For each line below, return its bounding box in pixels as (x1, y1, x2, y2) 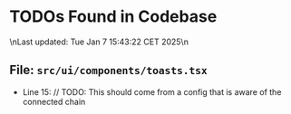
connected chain (22, 96, 86, 107)
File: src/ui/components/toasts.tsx (9, 62, 209, 78)
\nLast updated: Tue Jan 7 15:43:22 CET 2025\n (9, 36, 189, 47)
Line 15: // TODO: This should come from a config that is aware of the (22, 86, 282, 97)
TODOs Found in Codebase (9, 6, 218, 27)
